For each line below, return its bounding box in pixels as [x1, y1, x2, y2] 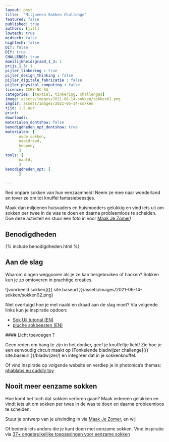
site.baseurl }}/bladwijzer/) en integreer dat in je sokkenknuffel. [5, 352, 137, 358]
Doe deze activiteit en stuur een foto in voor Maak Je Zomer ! [5, 215, 132, 222]
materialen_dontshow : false [5, 119, 65, 125]
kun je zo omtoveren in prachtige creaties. [5, 277, 93, 283]
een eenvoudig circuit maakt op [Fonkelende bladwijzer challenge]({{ [5, 347, 149, 353]
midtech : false [5, 36, 37, 41]
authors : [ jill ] [5, 26, 39, 31]
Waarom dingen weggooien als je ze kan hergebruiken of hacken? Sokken [5, 271, 159, 277]
